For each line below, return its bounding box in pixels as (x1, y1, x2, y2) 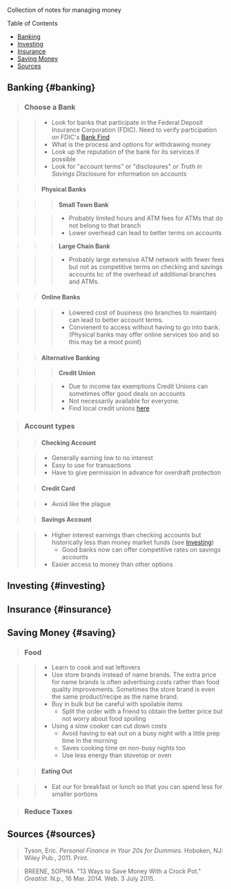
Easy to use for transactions (51, 461, 132, 470)
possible (51, 154, 76, 163)
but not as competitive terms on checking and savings (68, 262, 223, 271)
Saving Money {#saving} (7, 627, 116, 639)
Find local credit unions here (68, 404, 150, 412)
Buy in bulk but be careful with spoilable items (51, 700, 183, 708)
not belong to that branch (68, 221, 141, 230)
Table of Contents (7, 19, 59, 27)
